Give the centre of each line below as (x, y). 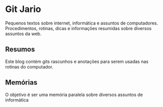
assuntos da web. (23, 33)
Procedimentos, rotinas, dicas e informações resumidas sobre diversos (78, 28)
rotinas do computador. (29, 66)
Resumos (20, 49)
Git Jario (23, 9)
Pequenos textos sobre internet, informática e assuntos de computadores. (82, 23)
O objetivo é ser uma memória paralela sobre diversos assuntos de (74, 94)
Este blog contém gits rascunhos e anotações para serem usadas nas (77, 61)
